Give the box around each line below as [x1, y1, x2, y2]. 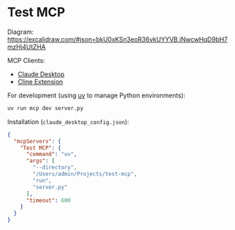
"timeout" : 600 [25, 197, 71, 204]
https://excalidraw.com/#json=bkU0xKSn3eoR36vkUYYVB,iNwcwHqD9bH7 [7, 35, 228, 43]
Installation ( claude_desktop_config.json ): [7, 117, 129, 126]
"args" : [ [25, 157, 55, 164]
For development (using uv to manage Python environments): [7, 91, 186, 99]
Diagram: [7, 28, 34, 36]
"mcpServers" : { [13, 138, 61, 145]
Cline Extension [17, 77, 64, 85]
